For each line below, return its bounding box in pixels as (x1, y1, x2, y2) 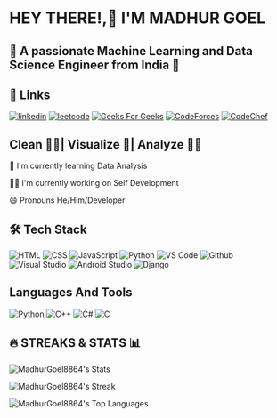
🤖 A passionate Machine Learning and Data (9, 44, 254, 59)
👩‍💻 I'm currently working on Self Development (9, 178, 180, 189)
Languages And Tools (9, 285, 133, 301)
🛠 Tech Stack (9, 221, 87, 237)
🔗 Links (9, 87, 51, 102)
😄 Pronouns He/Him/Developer (9, 195, 126, 205)
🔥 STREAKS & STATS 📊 (9, 335, 142, 350)
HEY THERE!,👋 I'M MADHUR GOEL (9, 8, 265, 28)
